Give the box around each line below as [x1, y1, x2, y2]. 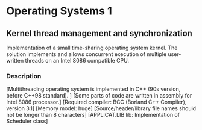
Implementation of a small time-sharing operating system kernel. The [6, 44, 178, 51]
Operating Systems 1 [6, 4, 113, 18]
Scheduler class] [6, 117, 48, 125]
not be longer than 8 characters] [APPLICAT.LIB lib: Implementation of [6, 111, 180, 119]
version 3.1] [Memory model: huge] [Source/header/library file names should [6, 105, 197, 112]
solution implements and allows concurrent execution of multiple [6, 51, 167, 58]
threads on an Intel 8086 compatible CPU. [25, 57, 130, 64]
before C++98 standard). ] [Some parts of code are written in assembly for [6, 92, 192, 99]
